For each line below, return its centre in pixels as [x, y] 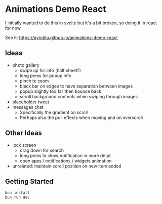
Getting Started [29, 181]
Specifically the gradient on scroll [54, 112]
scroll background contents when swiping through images [79, 96]
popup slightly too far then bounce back [61, 91]
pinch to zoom [34, 81]
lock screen [24, 145]
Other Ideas [23, 133]
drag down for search [42, 150]
